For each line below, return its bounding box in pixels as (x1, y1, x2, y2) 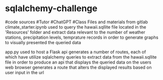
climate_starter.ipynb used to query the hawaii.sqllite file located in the (5, 24, 146, 30)
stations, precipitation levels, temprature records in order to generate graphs (5, 34, 159, 40)
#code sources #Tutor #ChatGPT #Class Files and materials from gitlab (5, 19, 148, 25)
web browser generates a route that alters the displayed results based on (5, 64, 152, 70)
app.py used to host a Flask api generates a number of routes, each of (5, 49, 146, 55)
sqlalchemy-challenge (5, 3, 98, 14)
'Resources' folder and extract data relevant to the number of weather (5, 29, 145, 35)
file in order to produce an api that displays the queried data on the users (5, 59, 152, 65)
